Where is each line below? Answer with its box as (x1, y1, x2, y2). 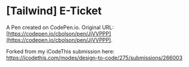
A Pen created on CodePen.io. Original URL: (6, 24, 114, 31)
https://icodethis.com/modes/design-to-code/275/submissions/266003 (6, 54, 183, 61)
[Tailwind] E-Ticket (6, 4, 103, 18)
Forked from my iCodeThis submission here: (6, 47, 115, 55)
